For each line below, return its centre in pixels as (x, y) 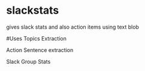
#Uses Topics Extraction (37, 38)
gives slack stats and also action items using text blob (73, 27)
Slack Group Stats (28, 61)
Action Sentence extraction (40, 50)
